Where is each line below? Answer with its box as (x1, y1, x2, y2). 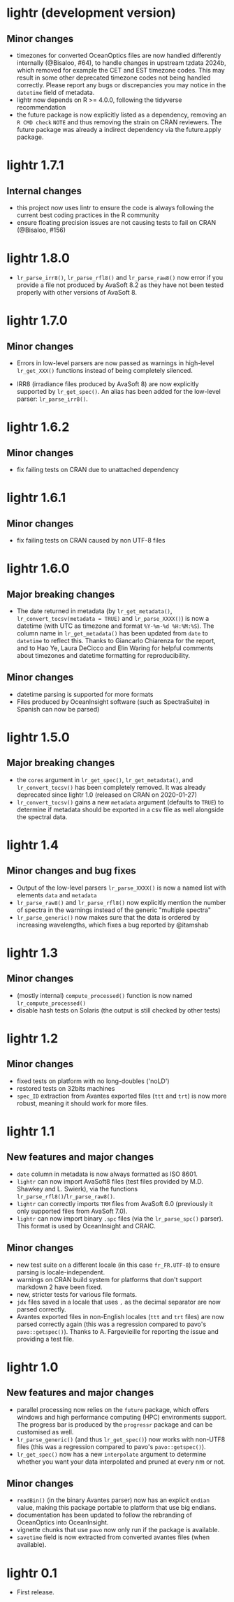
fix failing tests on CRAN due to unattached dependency (16, 465, 180, 473)
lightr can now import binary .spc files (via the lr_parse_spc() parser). (16, 1214, 224, 1223)
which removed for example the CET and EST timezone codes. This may (16, 66, 225, 74)
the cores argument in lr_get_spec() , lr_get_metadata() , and (16, 775, 193, 784)
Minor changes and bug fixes (6, 865, 137, 877)
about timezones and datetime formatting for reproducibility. (16, 651, 191, 659)
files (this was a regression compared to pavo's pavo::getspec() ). (16, 1442, 207, 1450)
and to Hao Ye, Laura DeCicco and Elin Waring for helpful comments (16, 644, 214, 652)
